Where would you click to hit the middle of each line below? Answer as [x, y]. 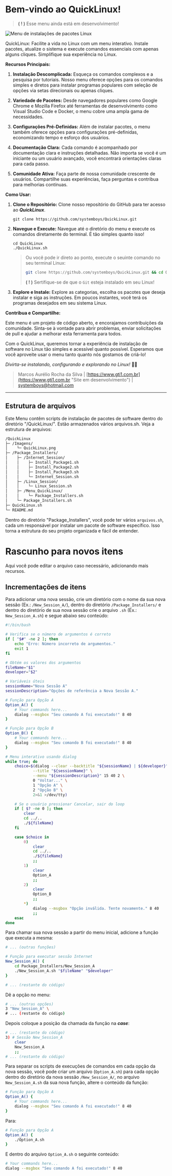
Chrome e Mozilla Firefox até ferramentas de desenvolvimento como [85, 105]
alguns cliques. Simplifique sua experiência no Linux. [61, 54]
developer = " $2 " [21, 672]
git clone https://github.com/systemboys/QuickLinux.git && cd [94, 272]
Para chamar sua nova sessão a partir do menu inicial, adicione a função [82, 932]
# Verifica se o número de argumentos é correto [58, 634]
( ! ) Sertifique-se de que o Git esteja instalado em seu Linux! [90, 282]
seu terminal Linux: [46, 263]
